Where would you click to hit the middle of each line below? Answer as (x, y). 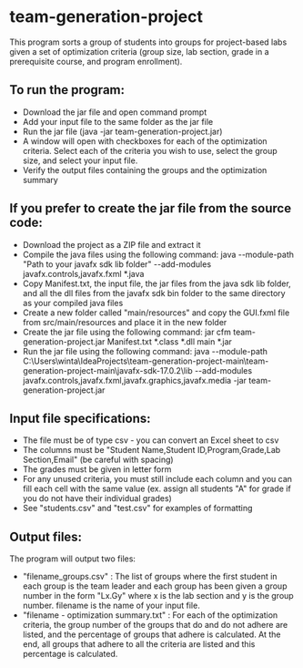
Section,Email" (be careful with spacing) (98, 460)
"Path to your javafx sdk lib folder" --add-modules (117, 264)
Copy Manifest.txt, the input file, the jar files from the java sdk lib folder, (157, 283)
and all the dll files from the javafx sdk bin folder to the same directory (154, 293)
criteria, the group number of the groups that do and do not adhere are (155, 625)
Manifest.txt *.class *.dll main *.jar (169, 341)
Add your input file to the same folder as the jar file (118, 121)
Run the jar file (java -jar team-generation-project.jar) (122, 131)
